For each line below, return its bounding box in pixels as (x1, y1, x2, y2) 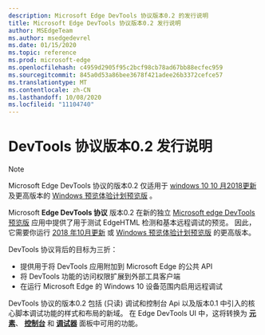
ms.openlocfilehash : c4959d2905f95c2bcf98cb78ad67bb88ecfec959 (8, 64, 223, 72)
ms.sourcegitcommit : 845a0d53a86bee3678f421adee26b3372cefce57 (8, 71, 223, 79)
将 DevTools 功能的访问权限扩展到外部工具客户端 (19, 272, 181, 282)
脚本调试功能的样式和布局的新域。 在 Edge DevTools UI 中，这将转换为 (14, 309, 247, 318)
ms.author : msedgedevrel (8, 33, 91, 42)
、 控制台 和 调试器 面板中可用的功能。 (15, 318, 142, 328)
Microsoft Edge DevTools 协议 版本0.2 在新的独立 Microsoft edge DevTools (8, 208, 255, 218)
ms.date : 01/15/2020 (8, 41, 77, 49)
